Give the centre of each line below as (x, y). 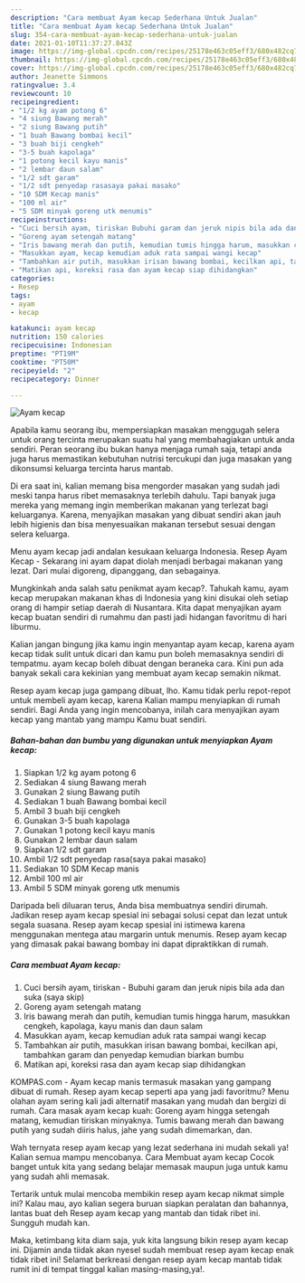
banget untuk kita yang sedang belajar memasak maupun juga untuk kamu (149, 1167)
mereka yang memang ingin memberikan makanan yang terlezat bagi (139, 505)
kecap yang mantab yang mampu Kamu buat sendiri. (109, 719)
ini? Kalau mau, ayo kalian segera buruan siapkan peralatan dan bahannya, (149, 1203)
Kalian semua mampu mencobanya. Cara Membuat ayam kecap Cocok (143, 1157)
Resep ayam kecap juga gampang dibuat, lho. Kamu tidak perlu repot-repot (151, 691)
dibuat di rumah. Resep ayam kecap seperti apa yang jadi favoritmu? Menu (150, 1092)
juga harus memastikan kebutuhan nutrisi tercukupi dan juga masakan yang (151, 459)
